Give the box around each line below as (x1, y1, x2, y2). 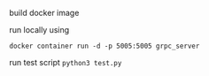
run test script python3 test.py (9, 57, 122, 67)
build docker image (9, 8, 80, 18)
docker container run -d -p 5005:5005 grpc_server (9, 42, 200, 50)
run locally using (9, 25, 70, 34)
